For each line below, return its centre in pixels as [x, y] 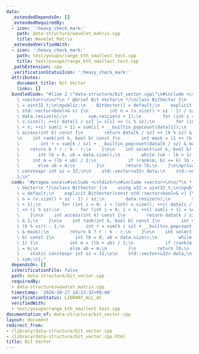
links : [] [29, 89]
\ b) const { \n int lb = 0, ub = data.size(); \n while [105, 237]
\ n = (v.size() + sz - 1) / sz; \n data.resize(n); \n [94, 199]
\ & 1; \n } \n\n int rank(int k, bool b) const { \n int [103, 221]
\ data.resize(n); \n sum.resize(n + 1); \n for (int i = [106, 116]
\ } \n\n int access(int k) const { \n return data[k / [102, 215]
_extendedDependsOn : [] [41, 17]
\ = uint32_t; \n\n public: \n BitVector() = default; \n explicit [105, 105]
